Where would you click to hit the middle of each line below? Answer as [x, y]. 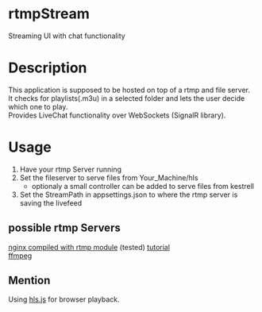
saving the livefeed [51, 202]
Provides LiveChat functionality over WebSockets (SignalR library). [117, 115]
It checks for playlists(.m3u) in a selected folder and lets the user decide [127, 98]
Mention [29, 281]
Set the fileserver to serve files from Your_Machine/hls [109, 177]
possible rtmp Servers [64, 228]
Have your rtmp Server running [70, 169]
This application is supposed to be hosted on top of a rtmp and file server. [129, 90]
